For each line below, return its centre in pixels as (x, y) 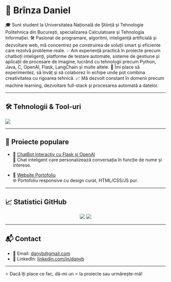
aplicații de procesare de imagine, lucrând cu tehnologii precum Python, (81, 61)
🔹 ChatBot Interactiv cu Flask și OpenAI (54, 154)
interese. (22, 165)
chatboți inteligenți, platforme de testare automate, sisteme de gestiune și (82, 56)
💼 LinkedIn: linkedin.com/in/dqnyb (48, 259)
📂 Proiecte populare (37, 142)
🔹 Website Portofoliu (34, 175)
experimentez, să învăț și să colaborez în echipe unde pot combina (75, 72)
